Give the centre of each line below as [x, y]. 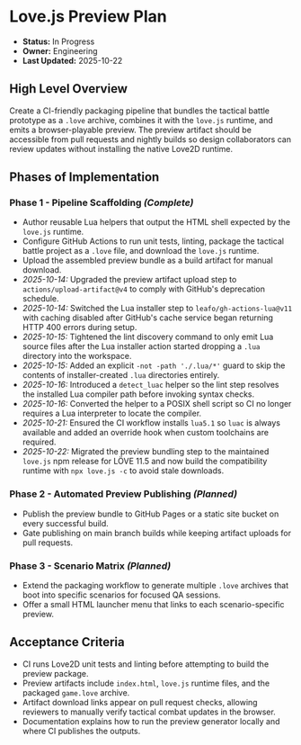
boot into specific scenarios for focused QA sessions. [121, 595]
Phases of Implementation [84, 177]
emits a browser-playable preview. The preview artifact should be [130, 130]
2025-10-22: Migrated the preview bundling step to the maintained [146, 452]
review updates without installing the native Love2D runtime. [121, 148]
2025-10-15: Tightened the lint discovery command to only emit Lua [148, 337]
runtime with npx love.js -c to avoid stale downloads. [123, 471]
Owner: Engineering [60, 50]
